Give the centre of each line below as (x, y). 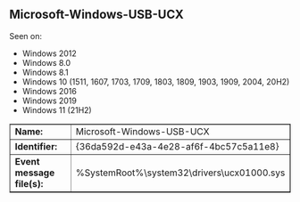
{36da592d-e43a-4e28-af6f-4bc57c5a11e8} (177, 146)
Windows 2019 (50, 101)
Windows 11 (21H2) (57, 109)
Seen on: (26, 36)
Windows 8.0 (46, 62)
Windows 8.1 (45, 72)
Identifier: (36, 146)
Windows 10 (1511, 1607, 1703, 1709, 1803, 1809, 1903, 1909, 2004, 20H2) (156, 81)
